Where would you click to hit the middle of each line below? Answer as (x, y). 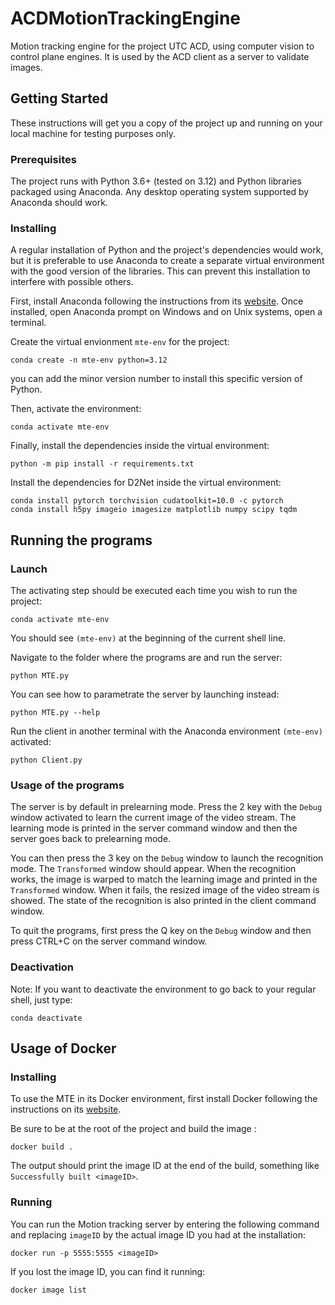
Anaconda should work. (59, 203)
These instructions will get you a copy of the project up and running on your (166, 123)
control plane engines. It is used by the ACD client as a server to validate (160, 56)
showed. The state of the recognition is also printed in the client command (163, 901)
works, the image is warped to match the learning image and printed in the (164, 879)
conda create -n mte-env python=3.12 (89, 360)
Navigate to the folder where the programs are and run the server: (146, 658)
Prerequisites (43, 159)
